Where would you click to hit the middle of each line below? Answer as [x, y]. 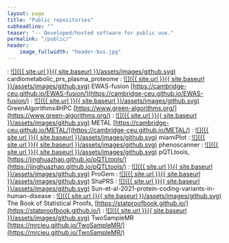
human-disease [29, 196]
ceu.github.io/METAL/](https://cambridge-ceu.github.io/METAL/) [99, 130]
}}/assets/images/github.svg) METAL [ [61, 123]
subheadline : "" [30, 26]
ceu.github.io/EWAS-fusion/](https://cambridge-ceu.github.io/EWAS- [106, 93]
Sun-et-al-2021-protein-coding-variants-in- [153, 188]
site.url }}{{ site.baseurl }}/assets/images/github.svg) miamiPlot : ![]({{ [106, 137]
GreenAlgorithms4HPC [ [42, 108]
